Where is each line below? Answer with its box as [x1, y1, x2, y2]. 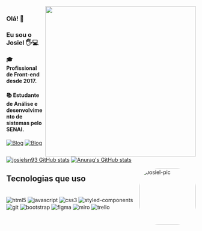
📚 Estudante [6, 91, 40, 99]
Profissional [6, 64, 37, 72]
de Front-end [6, 71, 40, 78]
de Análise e [6, 100, 38, 108]
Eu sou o [6, 30, 32, 38]
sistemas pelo [6, 120, 42, 127]
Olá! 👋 [6, 14, 24, 23]
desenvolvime [6, 106, 43, 114]
